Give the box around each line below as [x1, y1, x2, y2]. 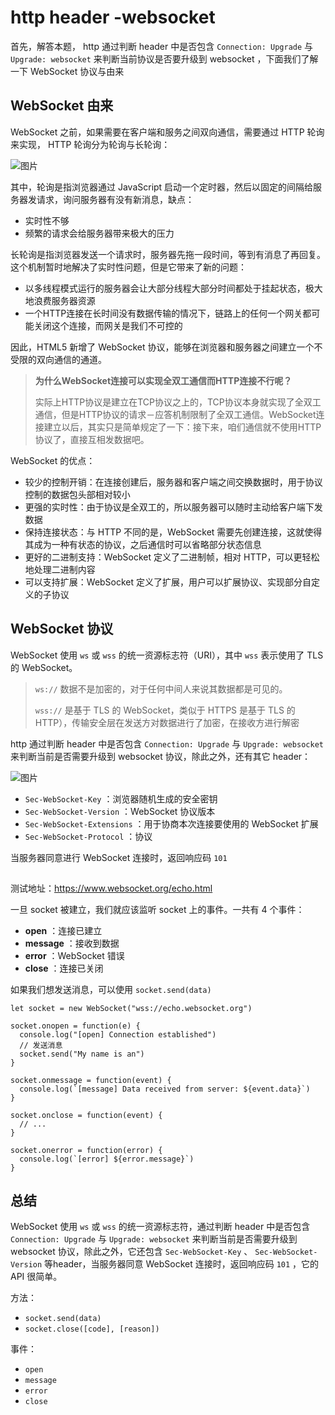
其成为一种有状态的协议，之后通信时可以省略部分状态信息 [24, 538, 262, 550]
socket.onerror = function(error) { [10, 1145, 163, 1155]
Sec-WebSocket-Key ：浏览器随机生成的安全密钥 [24, 792, 218, 805]
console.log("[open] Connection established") [19, 1029, 217, 1040]
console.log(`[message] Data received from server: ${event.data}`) [19, 1084, 311, 1094]
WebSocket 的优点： [10, 454, 96, 466]
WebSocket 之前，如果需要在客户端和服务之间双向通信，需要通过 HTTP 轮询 [10, 126, 325, 138]
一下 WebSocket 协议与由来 [10, 65, 125, 77]
